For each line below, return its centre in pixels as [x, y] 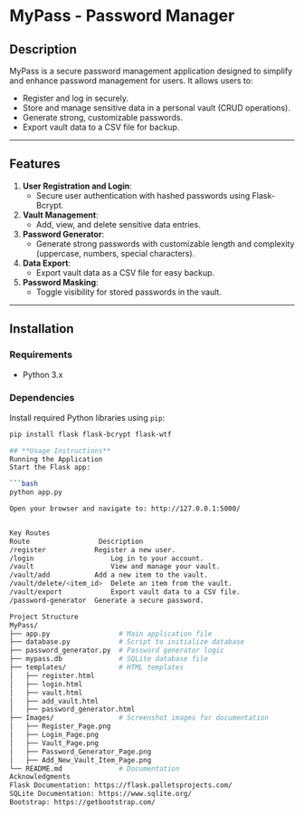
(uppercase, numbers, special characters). [115, 253]
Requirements [41, 355]
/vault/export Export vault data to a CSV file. [125, 592]
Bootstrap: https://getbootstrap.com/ [82, 802]
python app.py [36, 492]
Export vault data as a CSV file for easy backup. [125, 272]
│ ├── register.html [52, 675]
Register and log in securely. [76, 98]
